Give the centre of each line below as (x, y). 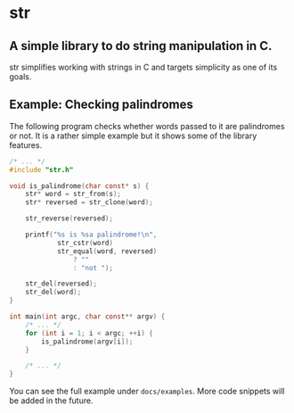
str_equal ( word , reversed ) (107, 251)
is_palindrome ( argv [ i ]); (87, 342)
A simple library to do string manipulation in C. (141, 46)
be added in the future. (51, 401)
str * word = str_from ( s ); (73, 194)
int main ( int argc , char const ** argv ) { (87, 317)
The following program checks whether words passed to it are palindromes (147, 126)
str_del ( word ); (53, 293)
